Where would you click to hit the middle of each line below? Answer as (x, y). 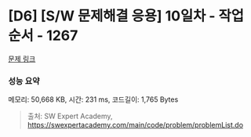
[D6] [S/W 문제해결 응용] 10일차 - (112, 16)
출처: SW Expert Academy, (70, 116)
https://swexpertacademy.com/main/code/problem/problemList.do (135, 125)
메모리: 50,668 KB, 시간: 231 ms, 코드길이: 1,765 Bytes (93, 99)
